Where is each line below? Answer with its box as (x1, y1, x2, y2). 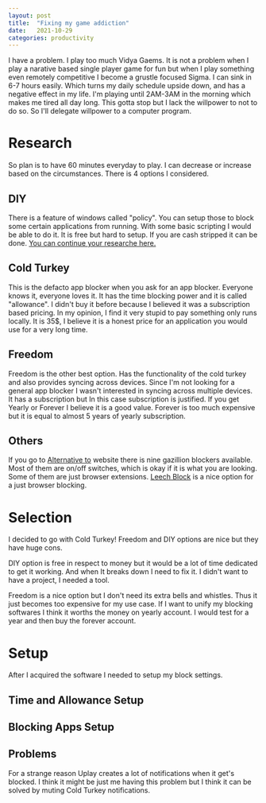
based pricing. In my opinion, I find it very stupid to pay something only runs (8, 308, 257, 317)
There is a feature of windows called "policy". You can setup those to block (8, 213, 254, 223)
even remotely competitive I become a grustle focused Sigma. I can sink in (8, 72, 252, 82)
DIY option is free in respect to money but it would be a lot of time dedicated (8, 558, 258, 568)
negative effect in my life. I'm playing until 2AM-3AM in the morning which (8, 89, 252, 99)
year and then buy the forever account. (8, 616, 137, 626)
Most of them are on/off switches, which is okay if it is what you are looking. (8, 464, 258, 473)
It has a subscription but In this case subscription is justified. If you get (8, 394, 240, 404)
